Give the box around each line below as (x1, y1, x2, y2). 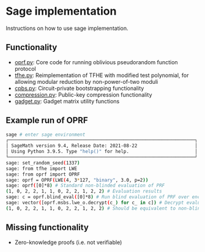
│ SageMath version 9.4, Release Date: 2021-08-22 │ (6, 143, 198, 149)
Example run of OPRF (6, 115, 88, 126)
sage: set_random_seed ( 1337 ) (6, 160, 80, 166)
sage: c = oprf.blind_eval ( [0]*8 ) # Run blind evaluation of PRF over (6, 194, 190, 200)
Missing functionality (6, 222, 89, 233)
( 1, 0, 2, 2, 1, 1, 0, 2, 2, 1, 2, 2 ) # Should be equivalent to (6, 205, 176, 212)
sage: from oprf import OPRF (6, 171, 80, 177)
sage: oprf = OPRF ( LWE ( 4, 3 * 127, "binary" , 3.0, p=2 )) (6, 177, 149, 183)
